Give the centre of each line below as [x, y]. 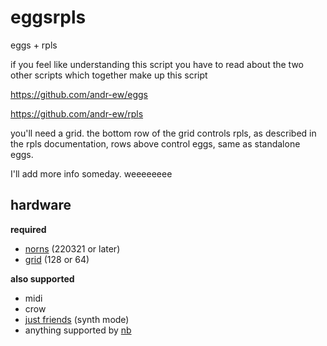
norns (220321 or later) [72, 248]
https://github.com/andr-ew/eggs [79, 94]
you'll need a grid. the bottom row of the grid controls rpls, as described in [163, 133]
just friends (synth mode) [77, 319]
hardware [41, 205]
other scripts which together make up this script [109, 75]
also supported [42, 278]
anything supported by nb [78, 330]
